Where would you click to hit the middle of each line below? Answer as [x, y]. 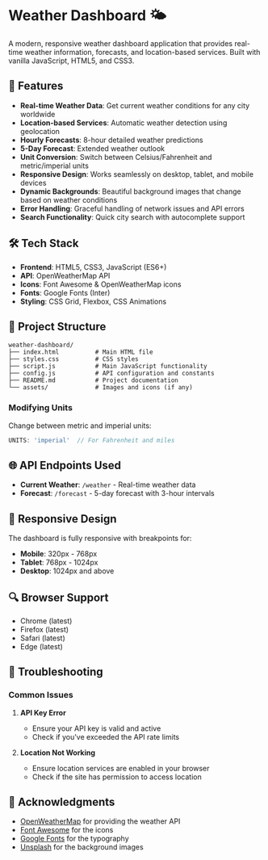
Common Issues [41, 695]
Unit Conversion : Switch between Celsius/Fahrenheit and [116, 157]
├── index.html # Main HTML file [81, 352]
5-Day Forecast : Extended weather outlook [92, 148]
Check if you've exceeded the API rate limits [106, 736]
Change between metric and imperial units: [80, 426]
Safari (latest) [43, 638]
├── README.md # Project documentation [94, 380]
